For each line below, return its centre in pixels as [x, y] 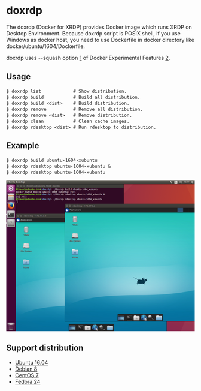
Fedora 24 [28, 381]
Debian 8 [26, 369]
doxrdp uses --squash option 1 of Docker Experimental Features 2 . [88, 58]
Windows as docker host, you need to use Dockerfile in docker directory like [100, 40]
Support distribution [45, 348]
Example [23, 145]
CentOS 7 [27, 375]
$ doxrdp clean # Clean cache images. [68, 121]
